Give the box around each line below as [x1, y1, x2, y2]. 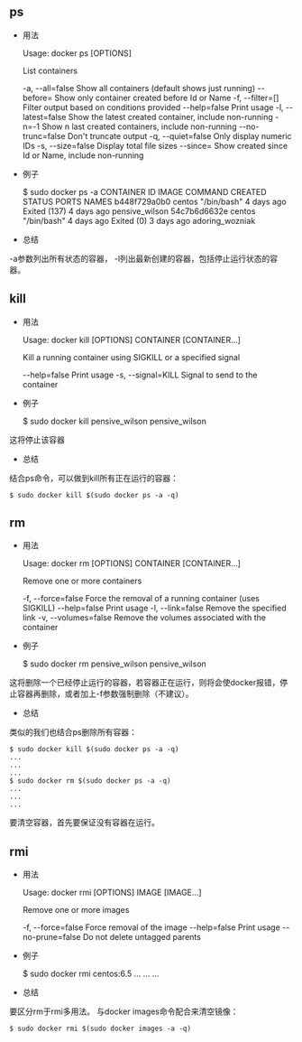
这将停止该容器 [9, 434, 65, 445]
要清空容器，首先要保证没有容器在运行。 [9, 817, 160, 828]
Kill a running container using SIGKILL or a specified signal [22, 351, 241, 362]
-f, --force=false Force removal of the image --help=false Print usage [22, 922, 281, 933]
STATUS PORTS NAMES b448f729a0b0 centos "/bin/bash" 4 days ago [22, 196, 287, 207]
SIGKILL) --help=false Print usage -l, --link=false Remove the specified [22, 602, 287, 614]
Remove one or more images [22, 905, 130, 916]
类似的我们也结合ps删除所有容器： [9, 727, 137, 738]
